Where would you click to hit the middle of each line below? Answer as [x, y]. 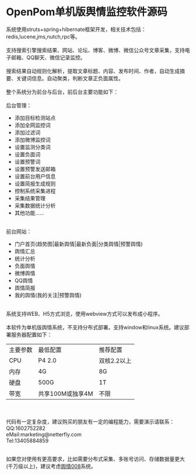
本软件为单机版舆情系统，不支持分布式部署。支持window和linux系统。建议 [95, 327]
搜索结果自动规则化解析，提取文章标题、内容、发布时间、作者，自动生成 [93, 71]
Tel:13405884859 [27, 440]
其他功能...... [29, 213]
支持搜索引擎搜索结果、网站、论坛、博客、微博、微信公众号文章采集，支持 [95, 50]
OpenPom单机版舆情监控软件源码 [87, 12]
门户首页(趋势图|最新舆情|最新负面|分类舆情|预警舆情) [78, 244]
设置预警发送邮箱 [35, 169]
